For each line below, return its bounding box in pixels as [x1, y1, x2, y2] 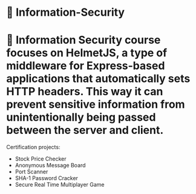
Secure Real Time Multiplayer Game [15, 181, 105, 189]
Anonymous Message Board [15, 162, 86, 169]
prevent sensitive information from [6, 98, 186, 112]
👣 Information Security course [6, 33, 161, 47]
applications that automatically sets [6, 72, 191, 85]
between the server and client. [6, 124, 164, 137]
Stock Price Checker [15, 155, 67, 162]
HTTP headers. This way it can [6, 85, 163, 99]
